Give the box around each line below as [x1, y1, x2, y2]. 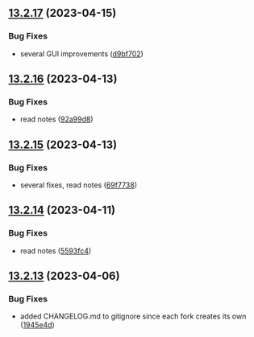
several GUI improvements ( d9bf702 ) [19, 48, 144, 59]
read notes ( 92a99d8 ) [19, 114, 94, 124]
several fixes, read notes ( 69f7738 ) [19, 180, 137, 190]
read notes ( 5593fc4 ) [19, 245, 92, 256]
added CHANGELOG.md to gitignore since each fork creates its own [19, 311, 247, 321]
